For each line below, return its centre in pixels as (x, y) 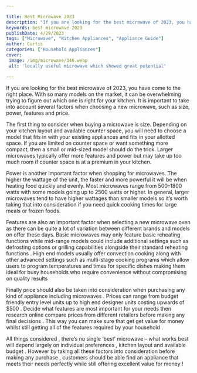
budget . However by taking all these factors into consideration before (91, 351)
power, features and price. (38, 113)
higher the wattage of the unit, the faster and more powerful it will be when (97, 179)
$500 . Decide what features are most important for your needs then (89, 308)
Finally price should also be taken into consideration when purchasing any (96, 289)
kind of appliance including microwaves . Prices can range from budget (92, 296)
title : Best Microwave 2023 (40, 16)
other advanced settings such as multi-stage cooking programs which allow (98, 259)
